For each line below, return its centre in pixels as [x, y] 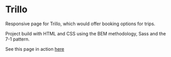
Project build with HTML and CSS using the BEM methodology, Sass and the [86, 33]
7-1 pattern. [17, 39]
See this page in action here [35, 49]
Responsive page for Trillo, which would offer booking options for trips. [80, 24]
